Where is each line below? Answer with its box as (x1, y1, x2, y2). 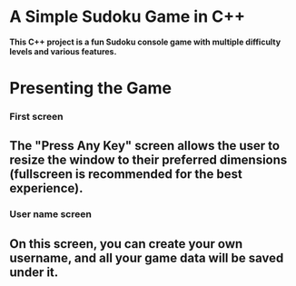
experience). (9, 181, 84, 196)
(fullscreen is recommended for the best (9, 166, 242, 182)
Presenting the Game (9, 78, 173, 99)
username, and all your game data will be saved (9, 250, 284, 265)
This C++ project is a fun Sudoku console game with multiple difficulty (9, 36, 281, 47)
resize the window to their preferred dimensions (9, 153, 288, 168)
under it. (9, 264, 59, 280)
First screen (9, 111, 64, 123)
